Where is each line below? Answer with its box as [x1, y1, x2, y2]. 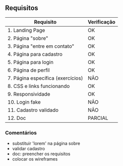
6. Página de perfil [7, 66, 50, 73]
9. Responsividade [7, 90, 50, 97]
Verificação [87, 18, 116, 25]
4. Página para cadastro [7, 51, 63, 57]
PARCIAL [87, 114, 109, 121]
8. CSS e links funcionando [7, 83, 70, 89]
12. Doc [7, 114, 26, 121]
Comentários [5, 129, 37, 136]
